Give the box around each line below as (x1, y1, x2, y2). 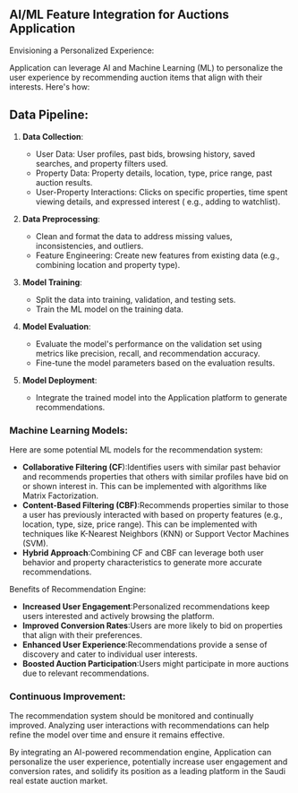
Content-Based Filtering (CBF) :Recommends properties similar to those (21, 499, 289, 510)
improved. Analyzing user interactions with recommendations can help (9, 720, 270, 731)
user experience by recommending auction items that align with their (9, 72, 263, 82)
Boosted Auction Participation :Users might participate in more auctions (21, 658, 289, 668)
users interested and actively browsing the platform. (21, 610, 215, 621)
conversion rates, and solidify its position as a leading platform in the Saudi (9, 766, 286, 777)
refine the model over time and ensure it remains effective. (9, 729, 226, 740)
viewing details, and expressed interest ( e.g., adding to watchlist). (35, 196, 281, 207)
